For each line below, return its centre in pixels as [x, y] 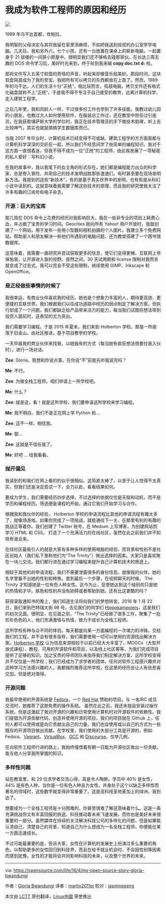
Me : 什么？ [16, 391]
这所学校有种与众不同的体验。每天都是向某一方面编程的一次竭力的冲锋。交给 [83, 630]
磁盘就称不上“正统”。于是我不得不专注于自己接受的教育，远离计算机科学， [85, 92]
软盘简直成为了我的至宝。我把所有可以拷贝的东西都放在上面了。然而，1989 [82, 80]
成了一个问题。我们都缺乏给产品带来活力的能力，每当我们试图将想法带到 [87, 310]
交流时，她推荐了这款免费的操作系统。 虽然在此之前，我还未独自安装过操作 [82, 706]
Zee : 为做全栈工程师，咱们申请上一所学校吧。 [51, 381]
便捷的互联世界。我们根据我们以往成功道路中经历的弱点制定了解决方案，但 [81, 304]
